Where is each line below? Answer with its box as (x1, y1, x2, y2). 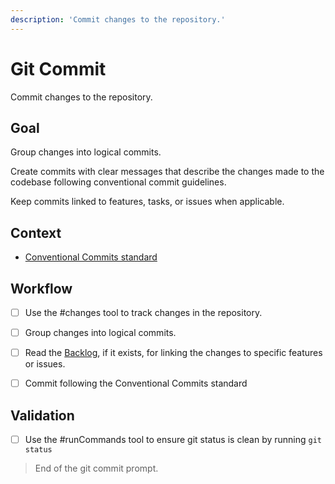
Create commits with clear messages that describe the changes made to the (10, 166, 325, 178)
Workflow (10, 280, 73, 297)
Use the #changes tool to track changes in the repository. (24, 307, 263, 318)
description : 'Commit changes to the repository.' (10, 14, 226, 25)
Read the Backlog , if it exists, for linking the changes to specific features (24, 347, 323, 359)
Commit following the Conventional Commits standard (24, 377, 248, 390)
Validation (10, 407, 75, 424)
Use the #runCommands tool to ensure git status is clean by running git (24, 434, 323, 446)
